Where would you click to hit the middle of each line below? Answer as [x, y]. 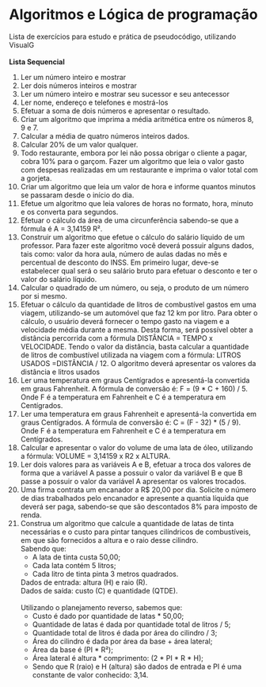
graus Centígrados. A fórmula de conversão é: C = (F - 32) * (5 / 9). [131, 422]
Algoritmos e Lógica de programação [133, 15]
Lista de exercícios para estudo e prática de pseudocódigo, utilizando [123, 36]
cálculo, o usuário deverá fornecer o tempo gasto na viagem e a [125, 321]
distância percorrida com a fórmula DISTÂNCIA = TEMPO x [116, 338]
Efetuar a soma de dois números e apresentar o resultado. [115, 111]
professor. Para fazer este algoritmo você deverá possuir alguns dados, [137, 245]
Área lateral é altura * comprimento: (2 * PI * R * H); [118, 658]
